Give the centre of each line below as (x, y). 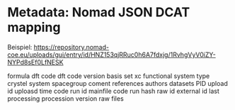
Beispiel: (20, 47)
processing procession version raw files (65, 98)
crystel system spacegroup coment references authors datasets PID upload (117, 83)
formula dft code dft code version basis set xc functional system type (109, 76)
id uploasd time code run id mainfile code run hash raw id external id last (113, 91)
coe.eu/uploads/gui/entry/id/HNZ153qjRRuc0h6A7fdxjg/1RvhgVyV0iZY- (111, 55)
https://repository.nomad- (71, 47)
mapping (34, 27)
